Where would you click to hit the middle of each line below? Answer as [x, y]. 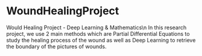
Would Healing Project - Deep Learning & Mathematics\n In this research [96, 27]
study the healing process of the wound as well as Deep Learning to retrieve [101, 40]
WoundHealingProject [63, 11]
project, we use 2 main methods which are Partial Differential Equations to [98, 33]
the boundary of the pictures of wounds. [56, 46]
